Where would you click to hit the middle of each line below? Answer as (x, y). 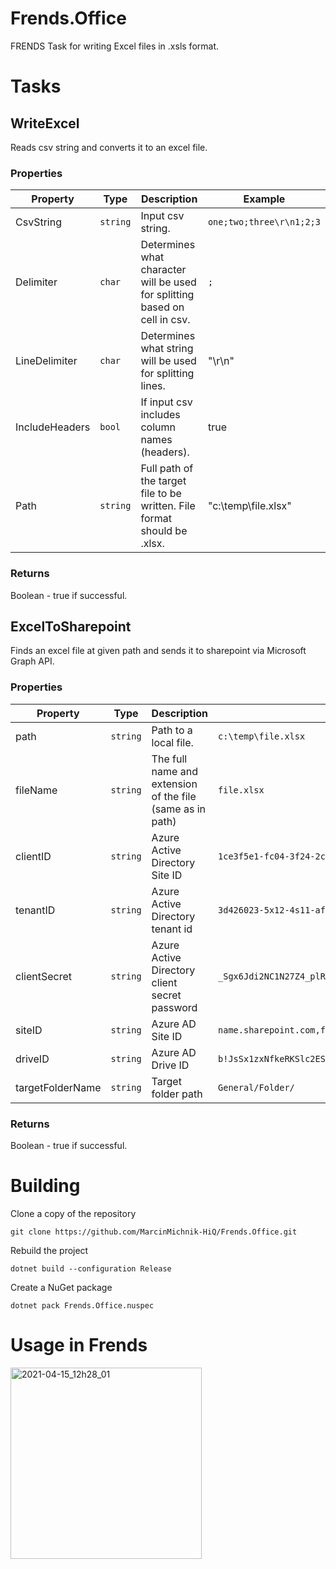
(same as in (178, 809)
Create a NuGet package (61, 1287)
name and (174, 771)
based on (162, 307)
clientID (33, 856)
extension (174, 784)
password (174, 1007)
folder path (177, 1094)
